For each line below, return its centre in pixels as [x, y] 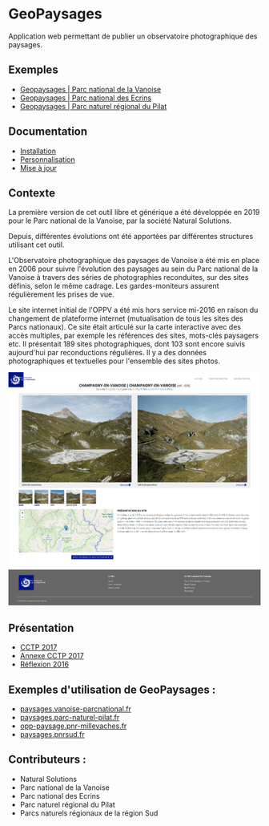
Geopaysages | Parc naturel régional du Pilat [93, 106]
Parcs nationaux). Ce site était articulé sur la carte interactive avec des [125, 327]
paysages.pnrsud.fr [52, 735]
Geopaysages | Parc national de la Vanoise [90, 89]
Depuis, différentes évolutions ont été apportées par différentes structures [131, 237]
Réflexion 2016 [44, 664]
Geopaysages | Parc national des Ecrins [86, 98]
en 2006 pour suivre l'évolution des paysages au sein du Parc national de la [133, 269]
